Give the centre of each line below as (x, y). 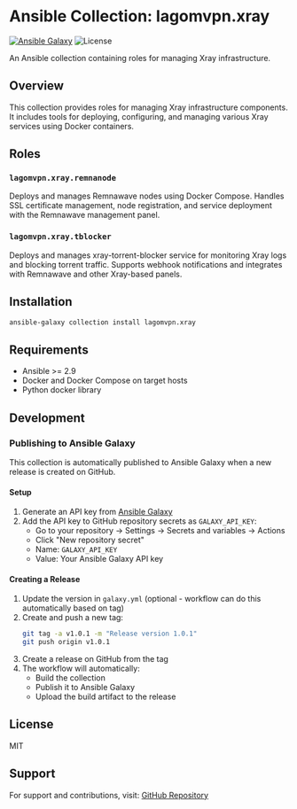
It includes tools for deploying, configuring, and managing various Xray (139, 116)
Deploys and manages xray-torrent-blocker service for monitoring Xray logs (148, 255)
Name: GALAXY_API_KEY (76, 549)
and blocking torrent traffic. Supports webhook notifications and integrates (146, 264)
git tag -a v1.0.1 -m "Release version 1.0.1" (109, 634)
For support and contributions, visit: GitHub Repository (109, 795)
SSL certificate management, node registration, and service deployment (141, 206)
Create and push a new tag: (73, 618)
